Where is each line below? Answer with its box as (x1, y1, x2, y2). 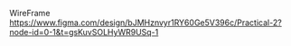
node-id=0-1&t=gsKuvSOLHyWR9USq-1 (9, 27, 159, 37)
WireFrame (9, 8, 51, 18)
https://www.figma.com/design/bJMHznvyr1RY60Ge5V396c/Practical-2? (9, 17, 282, 28)
